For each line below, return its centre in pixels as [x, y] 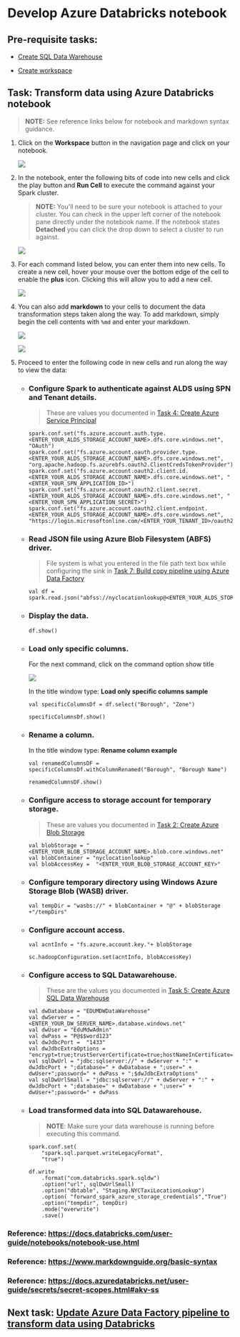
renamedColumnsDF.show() [65, 782]
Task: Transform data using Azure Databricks [111, 93]
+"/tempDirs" [48, 912]
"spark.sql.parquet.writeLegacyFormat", [102, 1153]
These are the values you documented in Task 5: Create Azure [138, 991]
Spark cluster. [38, 192]
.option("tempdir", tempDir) [85, 1203]
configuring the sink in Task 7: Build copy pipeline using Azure [138, 571]
